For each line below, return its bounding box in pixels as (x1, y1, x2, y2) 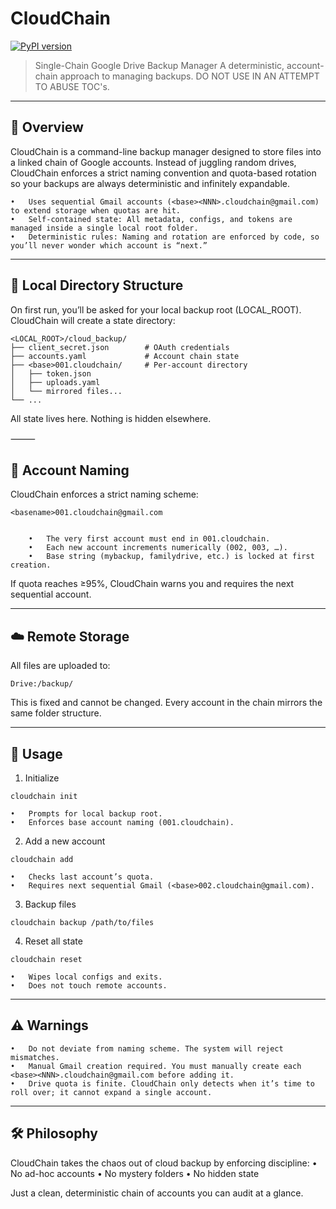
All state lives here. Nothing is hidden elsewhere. (10, 412, 212, 424)
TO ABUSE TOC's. (34, 80, 110, 92)
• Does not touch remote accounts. (10, 981, 168, 991)
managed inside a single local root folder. (10, 223, 199, 233)
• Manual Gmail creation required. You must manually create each (10, 1061, 302, 1071)
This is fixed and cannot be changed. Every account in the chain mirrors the (10, 697, 323, 709)
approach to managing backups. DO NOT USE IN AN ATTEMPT (59, 70, 320, 82)
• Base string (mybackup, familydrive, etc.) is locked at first (28, 552, 315, 562)
